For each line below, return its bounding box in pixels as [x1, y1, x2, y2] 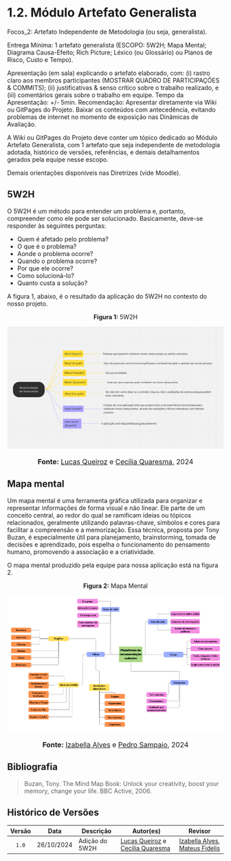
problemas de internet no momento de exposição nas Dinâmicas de [7, 112, 199, 121]
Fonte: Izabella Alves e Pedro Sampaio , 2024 [42, 740, 189, 750]
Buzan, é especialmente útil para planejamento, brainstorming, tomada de [7, 533, 217, 541]
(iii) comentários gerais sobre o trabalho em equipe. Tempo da [7, 91, 184, 99]
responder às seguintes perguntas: [7, 222, 107, 230]
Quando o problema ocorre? [16, 257, 98, 265]
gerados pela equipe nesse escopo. [7, 155, 109, 163]
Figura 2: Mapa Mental [83, 582, 148, 590]
